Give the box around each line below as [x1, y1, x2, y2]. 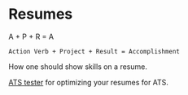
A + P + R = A [8, 32, 55, 41]
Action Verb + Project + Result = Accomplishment [8, 47, 181, 55]
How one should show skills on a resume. [8, 62, 148, 71]
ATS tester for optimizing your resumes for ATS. [8, 77, 169, 87]
